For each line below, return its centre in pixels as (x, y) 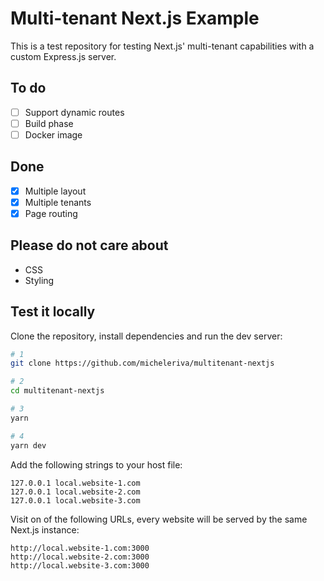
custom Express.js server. (63, 56)
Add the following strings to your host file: (96, 464)
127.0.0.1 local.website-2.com (75, 492)
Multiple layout (55, 191)
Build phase (49, 123)
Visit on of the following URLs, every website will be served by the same (159, 519)
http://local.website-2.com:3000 (80, 557)
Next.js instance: (45, 529)
